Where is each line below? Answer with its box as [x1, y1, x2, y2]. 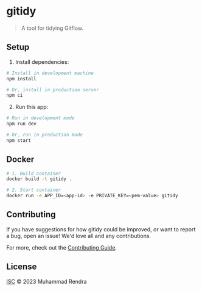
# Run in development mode [6, 115, 75, 121]
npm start [6, 137, 32, 144]
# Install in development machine [6, 70, 94, 76]
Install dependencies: [15, 58, 69, 65]
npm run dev [6, 121, 37, 127]
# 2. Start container [6, 187, 61, 193]
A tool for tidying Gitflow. [21, 24, 84, 32]
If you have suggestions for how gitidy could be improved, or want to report [6, 225, 196, 233]
